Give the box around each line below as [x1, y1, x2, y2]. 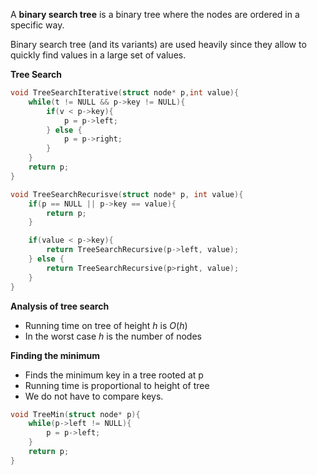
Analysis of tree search [10, 300, 110, 312]
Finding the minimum [10, 349, 101, 361]
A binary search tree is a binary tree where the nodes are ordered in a [10, 9, 300, 20]
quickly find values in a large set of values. [10, 49, 187, 61]
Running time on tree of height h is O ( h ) [24, 319, 188, 331]
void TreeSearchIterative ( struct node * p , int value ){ [10, 88, 240, 98]
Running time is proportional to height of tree [24, 379, 210, 391]
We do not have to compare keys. [24, 390, 164, 402]
